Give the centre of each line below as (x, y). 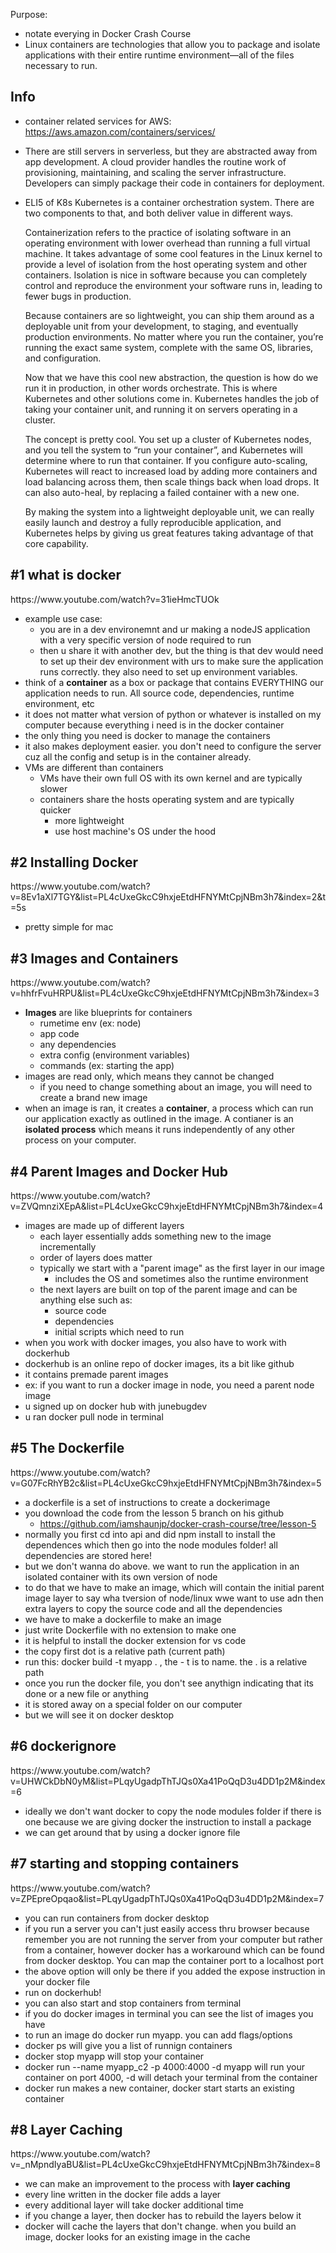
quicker (55, 810)
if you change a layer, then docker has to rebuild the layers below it (163, 2216)
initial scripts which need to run (119, 1332)
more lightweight (89, 820)
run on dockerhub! (63, 1992)
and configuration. (63, 358)
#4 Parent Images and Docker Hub (119, 1171)
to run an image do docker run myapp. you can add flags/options (158, 2035)
